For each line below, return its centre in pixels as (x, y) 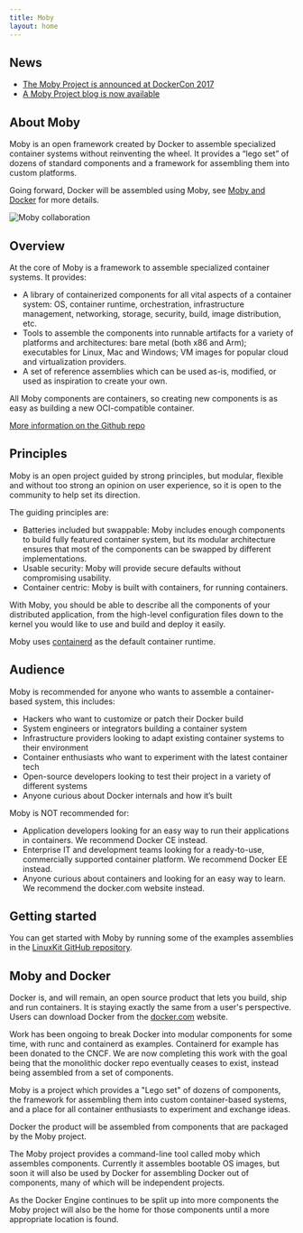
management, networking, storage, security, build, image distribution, (151, 313)
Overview (37, 246)
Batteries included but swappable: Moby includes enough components (154, 530)
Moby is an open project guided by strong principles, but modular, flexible (147, 476)
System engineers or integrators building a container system (135, 728)
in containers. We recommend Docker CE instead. (115, 839)
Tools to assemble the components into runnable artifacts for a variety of (158, 333)
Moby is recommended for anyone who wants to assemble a (122, 691)
